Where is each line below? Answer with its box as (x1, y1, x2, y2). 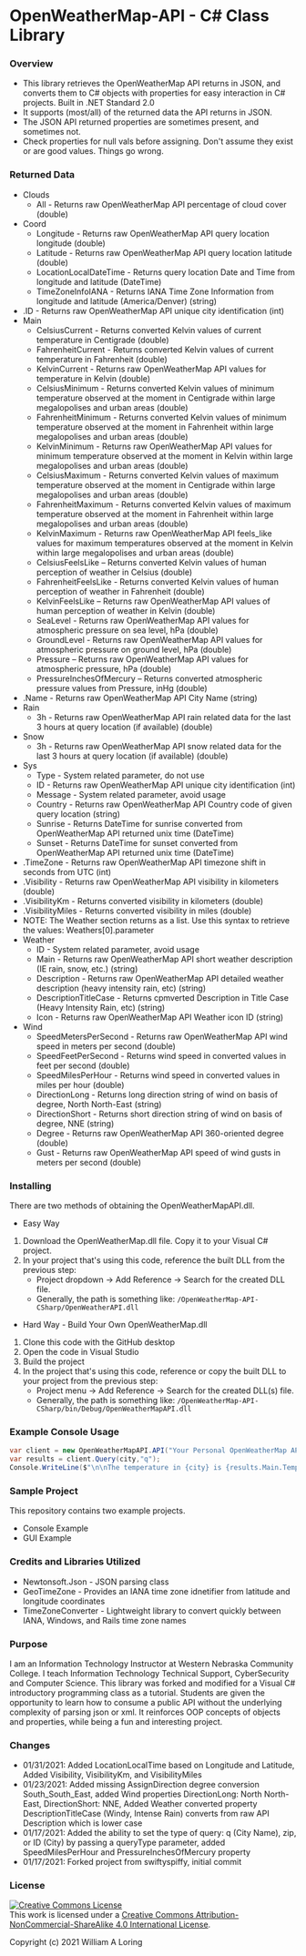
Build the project (22, 1356, 85, 1367)
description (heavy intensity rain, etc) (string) (36, 983, 207, 993)
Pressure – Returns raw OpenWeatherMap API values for (36, 653, 249, 665)
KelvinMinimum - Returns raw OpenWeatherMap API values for (36, 441, 273, 452)
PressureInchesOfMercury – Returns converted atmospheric (36, 673, 263, 684)
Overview (9, 57, 54, 70)
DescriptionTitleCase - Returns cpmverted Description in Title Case (36, 992, 290, 1003)
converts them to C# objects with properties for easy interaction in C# (22, 87, 286, 98)
